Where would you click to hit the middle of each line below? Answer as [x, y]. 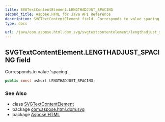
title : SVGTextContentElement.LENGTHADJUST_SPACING [59, 10]
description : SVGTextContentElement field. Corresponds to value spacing [82, 19]
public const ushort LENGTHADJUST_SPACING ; [50, 81]
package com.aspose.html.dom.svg [48, 109]
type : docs [16, 23]
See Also [16, 93]
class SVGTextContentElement [43, 104]
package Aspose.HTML [36, 115]
